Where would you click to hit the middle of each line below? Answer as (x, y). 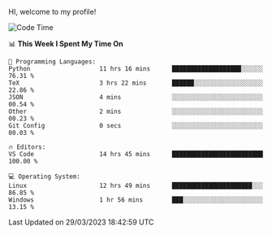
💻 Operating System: (45, 176)
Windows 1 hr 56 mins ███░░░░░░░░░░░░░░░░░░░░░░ (136, 200)
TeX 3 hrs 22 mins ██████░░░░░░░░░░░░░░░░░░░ (136, 83)
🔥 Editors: (27, 147)
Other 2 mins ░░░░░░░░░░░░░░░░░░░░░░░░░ (136, 111)
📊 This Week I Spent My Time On (66, 44)
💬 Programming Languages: (52, 62)
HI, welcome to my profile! (52, 12)
